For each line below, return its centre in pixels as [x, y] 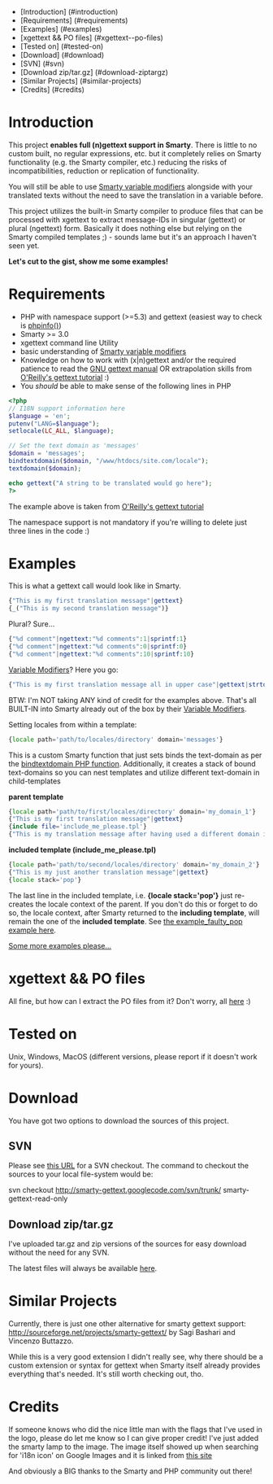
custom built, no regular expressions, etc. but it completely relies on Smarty [135, 153]
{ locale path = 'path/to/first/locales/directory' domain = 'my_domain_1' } [132, 812]
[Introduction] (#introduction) [69, 12]
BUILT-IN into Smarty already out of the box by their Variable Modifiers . [128, 709]
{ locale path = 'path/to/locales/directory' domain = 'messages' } [116, 740]
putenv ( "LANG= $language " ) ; [54, 423]
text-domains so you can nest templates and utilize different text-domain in [134, 772]
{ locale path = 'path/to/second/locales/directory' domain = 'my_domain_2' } [134, 865]
